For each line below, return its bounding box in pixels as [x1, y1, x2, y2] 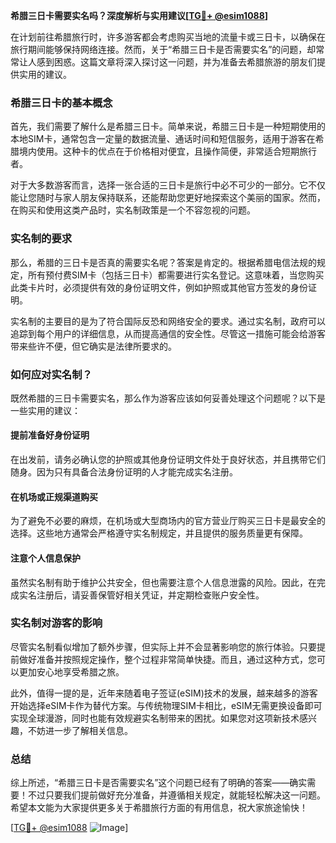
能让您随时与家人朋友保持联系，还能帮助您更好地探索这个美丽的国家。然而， [10, 192, 326, 204]
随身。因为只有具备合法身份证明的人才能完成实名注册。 [10, 466, 238, 478]
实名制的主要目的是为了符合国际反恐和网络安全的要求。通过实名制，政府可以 [10, 315, 326, 327]
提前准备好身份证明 [10, 429, 90, 441]
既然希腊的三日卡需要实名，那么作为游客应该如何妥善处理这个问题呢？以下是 [10, 392, 326, 404]
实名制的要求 [10, 232, 73, 246]
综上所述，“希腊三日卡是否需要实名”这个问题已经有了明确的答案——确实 [10, 777, 308, 789]
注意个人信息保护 [10, 552, 81, 564]
